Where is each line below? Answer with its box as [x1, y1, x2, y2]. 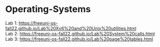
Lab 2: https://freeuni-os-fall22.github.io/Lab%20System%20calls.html [5, 30, 155, 36]
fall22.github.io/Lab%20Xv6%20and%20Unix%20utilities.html [5, 25, 137, 31]
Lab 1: [5, 20, 18, 26]
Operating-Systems [5, 3, 91, 15]
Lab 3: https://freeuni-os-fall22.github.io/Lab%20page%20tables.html [5, 36, 153, 42]
